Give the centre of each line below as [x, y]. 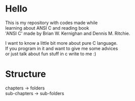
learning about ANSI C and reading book [47, 28]
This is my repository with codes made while [52, 23]
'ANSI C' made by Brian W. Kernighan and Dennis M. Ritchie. [68, 33]
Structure [26, 74]
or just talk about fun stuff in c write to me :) [51, 54]
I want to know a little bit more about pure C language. [61, 43]
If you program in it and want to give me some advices [62, 48]
